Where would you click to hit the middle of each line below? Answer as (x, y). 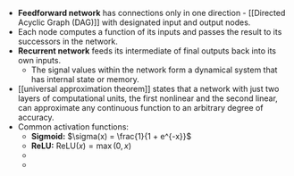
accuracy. (36, 117)
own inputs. (39, 60)
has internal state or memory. (85, 79)
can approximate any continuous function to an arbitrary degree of (140, 108)
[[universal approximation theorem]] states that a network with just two (148, 89)
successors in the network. (67, 41)
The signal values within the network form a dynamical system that (154, 70)
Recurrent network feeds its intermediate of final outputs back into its (147, 51)
